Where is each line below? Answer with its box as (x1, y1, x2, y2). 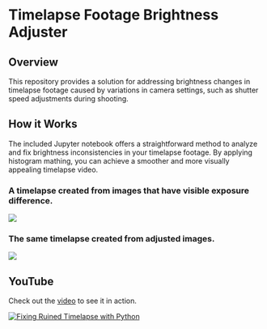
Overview (8, 55, 59, 69)
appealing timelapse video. (8, 164, 99, 174)
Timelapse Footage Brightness (8, 6, 219, 24)
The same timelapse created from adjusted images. (8, 233, 215, 245)
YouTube (8, 274, 54, 288)
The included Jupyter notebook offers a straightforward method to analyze (8, 139, 258, 148)
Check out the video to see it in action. (8, 296, 138, 305)
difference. (8, 194, 53, 206)
